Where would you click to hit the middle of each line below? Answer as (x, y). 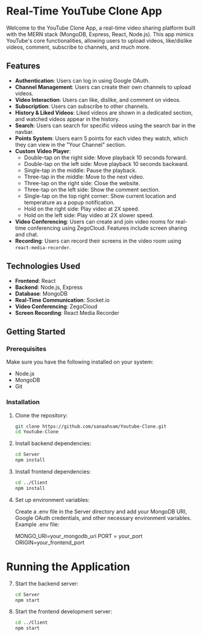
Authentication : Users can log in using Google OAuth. (82, 80)
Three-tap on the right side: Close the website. (82, 183)
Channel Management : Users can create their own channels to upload (103, 87)
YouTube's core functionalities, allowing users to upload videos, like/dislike (99, 40)
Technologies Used (43, 266)
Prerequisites (26, 349)
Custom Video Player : (43, 151)
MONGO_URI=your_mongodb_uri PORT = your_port (79, 536)
